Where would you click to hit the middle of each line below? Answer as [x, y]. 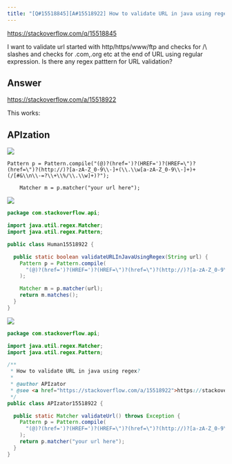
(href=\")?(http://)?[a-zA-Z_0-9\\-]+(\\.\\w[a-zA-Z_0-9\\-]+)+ [101, 170]
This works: [24, 113]
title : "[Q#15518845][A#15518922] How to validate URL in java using [109, 13]
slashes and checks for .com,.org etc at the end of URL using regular [105, 54]
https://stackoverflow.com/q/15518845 [62, 33]
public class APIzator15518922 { [55, 403]
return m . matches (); [49, 295]
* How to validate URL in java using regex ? [75, 371]
